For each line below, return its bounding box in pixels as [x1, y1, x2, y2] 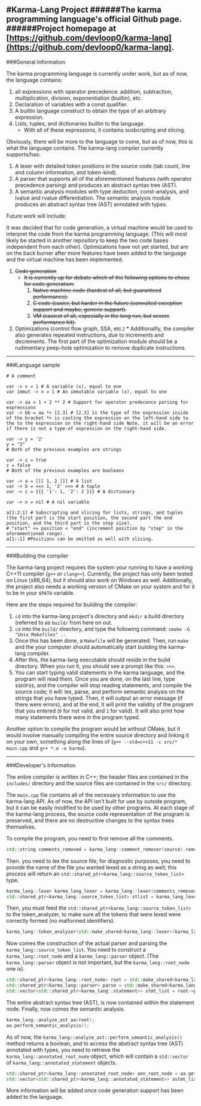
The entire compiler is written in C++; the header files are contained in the [6, 773, 189, 780]
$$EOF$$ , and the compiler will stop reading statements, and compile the [14, 681, 192, 688]
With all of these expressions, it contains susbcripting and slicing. [23, 126, 185, 133]
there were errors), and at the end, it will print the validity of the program [14, 700, 194, 708]
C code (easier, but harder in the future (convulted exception [32, 299, 182, 306]
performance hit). [32, 318, 77, 326]
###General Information [6, 58, 66, 65]
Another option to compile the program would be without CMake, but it [6, 725, 181, 732]
